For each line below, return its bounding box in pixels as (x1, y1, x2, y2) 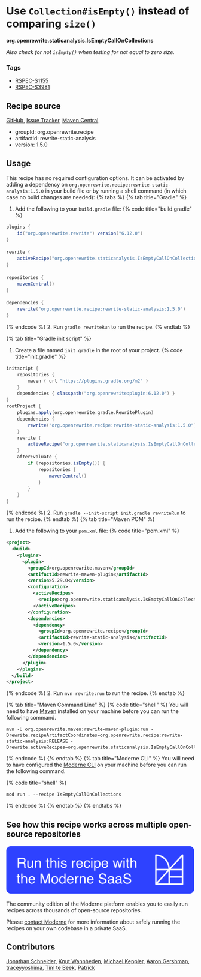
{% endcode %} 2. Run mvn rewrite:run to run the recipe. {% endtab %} (6, 690, 185, 697)
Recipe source (6, 101, 61, 111)
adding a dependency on (6, 181, 68, 188)
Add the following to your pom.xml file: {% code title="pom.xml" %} (14, 527, 179, 535)
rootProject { (6, 403, 42, 409)
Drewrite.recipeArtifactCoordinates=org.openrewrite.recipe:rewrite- (6, 732, 184, 739)
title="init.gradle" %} (14, 353, 66, 360)
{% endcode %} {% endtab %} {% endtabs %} (6, 802, 121, 810)
